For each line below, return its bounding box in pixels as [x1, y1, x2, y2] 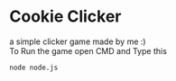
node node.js [9, 63, 59, 72]
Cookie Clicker [9, 6, 122, 27]
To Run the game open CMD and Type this [9, 45, 167, 56]
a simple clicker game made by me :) [9, 36, 146, 47]
